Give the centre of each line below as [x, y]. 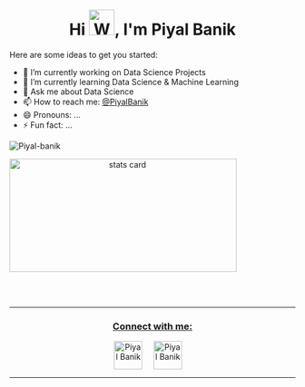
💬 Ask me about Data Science [78, 92]
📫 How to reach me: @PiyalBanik [85, 102]
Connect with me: [152, 326]
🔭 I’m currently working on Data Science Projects [114, 72]
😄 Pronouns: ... [52, 114]
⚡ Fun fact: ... [47, 125]
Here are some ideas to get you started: [84, 54]
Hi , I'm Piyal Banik [152, 29]
